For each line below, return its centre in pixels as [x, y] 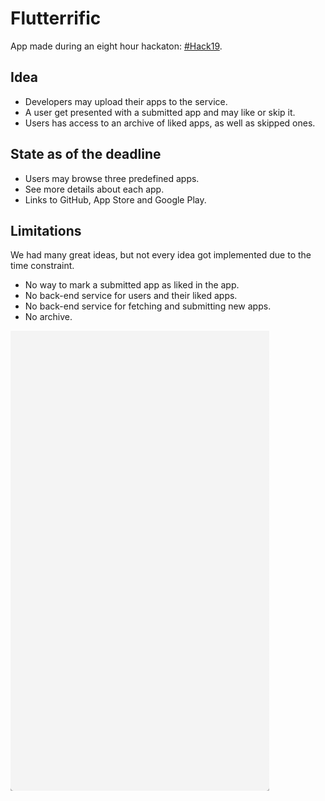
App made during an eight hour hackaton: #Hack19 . [116, 46]
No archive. [48, 317]
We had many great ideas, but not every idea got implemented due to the [161, 255]
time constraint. [42, 266]
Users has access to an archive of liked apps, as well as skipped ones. [170, 123]
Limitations [46, 230]
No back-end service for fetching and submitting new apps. [148, 306]
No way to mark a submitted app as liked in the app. [132, 285]
